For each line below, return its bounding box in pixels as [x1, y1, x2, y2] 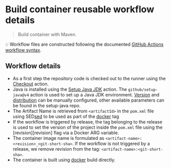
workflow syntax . [5, 47, 42, 53]
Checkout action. [12, 81, 49, 87]
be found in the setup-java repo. [12, 102, 81, 108]
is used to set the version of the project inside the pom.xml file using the [12, 124, 163, 130]
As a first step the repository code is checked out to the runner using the [12, 75, 166, 81]
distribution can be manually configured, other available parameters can [12, 97, 165, 103]
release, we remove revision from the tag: [12, 146, 101, 152]
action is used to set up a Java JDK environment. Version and [30, 91, 160, 98]
